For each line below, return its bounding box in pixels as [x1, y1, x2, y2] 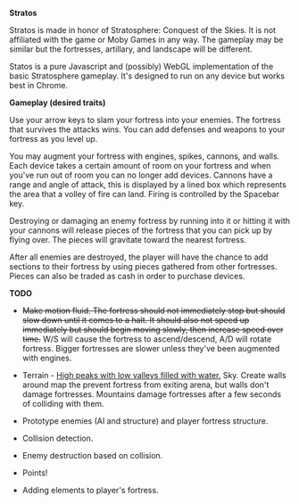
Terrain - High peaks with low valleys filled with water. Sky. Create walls [21, 370, 287, 380]
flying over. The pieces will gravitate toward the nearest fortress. [9, 235, 247, 244]
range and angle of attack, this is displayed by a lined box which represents [9, 179, 287, 190]
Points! [21, 467, 48, 478]
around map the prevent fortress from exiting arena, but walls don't [21, 379, 270, 390]
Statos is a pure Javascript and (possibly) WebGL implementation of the [9, 62, 274, 71]
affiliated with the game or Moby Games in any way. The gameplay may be [9, 35, 284, 45]
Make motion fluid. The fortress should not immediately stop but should [21, 305, 286, 316]
